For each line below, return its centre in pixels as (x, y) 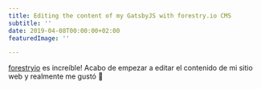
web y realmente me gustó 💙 (56, 76)
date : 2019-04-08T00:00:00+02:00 (64, 30)
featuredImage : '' (39, 38)
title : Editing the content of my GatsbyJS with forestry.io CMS (120, 16)
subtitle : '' (30, 23)
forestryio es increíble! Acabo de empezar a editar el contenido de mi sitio (130, 68)
